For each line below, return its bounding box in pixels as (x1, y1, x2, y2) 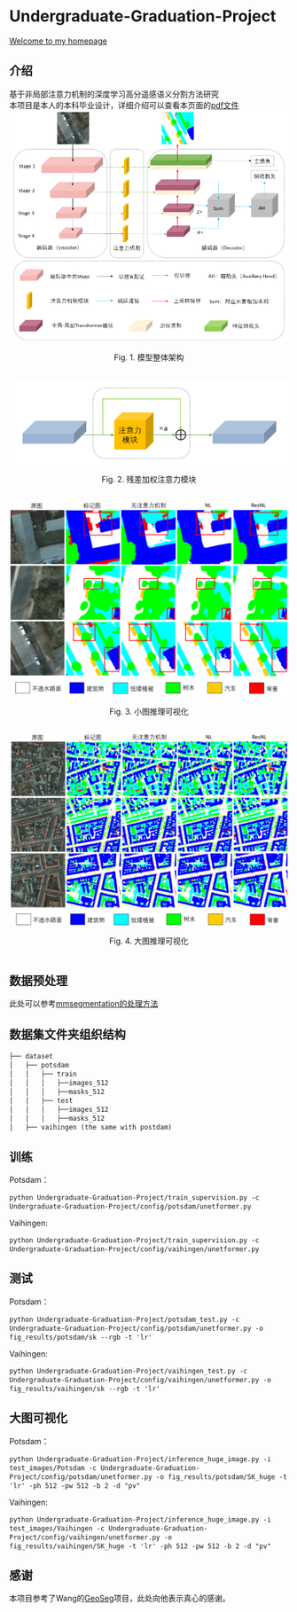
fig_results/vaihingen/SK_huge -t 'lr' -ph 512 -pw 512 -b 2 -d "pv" (9, 1541, 272, 1551)
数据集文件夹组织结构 (9, 1027, 126, 1042)
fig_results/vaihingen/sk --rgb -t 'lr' (9, 1384, 161, 1393)
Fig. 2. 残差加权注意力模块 (101, 474, 197, 485)
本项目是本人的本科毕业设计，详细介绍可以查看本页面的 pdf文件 (9, 99, 239, 110)
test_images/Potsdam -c (9, 1463, 98, 1473)
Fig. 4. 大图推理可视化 (109, 935, 189, 946)
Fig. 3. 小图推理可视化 (109, 706, 189, 716)
